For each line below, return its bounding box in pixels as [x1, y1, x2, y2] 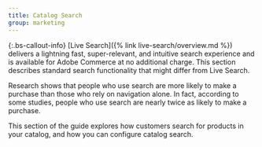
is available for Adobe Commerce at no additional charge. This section [8, 57, 236, 67]
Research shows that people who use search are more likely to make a [8, 80, 238, 90]
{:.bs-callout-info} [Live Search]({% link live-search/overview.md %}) [8, 40, 233, 50]
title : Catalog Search [8, 11, 83, 20]
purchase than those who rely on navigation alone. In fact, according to [8, 89, 239, 98]
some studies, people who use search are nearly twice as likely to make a [8, 97, 247, 107]
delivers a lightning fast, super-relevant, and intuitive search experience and [8, 49, 255, 58]
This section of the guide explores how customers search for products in [8, 121, 244, 130]
